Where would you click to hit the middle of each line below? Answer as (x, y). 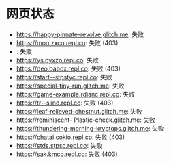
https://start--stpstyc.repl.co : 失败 (64, 77)
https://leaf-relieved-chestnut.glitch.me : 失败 (79, 111)
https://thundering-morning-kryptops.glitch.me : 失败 (90, 128)
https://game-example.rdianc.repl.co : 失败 (76, 94)
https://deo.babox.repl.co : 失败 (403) (68, 68)
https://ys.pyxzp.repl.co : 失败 (58, 60)
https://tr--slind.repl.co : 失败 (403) (65, 103)
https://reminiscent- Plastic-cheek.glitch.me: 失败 (86, 120)
